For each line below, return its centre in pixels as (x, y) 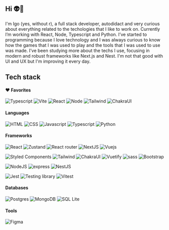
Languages (17, 113)
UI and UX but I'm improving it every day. (48, 61)
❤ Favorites (18, 90)
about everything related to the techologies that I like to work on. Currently (83, 29)
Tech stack (23, 77)
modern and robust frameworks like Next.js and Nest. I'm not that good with (84, 56)
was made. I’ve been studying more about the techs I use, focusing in (77, 51)
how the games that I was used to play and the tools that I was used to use (83, 45)
